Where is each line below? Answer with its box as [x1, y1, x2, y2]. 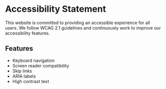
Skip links [12, 68, 32, 74]
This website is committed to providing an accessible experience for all [5, 20, 150, 26]
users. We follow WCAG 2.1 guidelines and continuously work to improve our [5, 25, 161, 30]
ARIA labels [12, 73, 36, 79]
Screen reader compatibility [12, 62, 69, 68]
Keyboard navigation [12, 58, 55, 63]
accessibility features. [5, 30, 51, 36]
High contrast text [12, 78, 50, 84]
